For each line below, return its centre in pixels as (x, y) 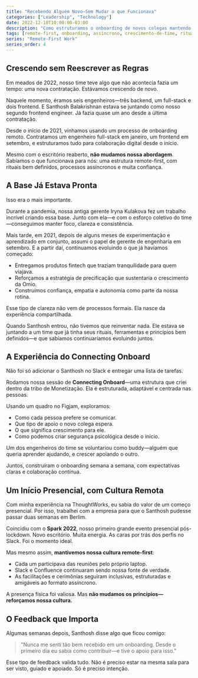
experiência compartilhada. (39, 314)
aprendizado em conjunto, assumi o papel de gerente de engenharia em (94, 241)
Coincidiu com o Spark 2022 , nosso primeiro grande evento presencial (93, 529)
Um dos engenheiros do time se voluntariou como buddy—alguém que (92, 448)
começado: (20, 254)
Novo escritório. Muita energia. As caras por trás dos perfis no (108, 535)
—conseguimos (25, 223)
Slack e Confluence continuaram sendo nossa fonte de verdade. (93, 570)
